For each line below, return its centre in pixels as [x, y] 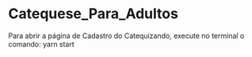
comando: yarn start [42, 44]
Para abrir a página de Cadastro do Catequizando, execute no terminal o [126, 36]
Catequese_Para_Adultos [93, 14]
